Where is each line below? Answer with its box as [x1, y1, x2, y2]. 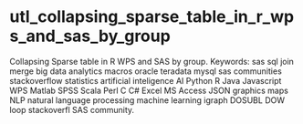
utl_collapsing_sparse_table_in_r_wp [9, 6, 295, 27]
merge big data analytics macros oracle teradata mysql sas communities [9, 66, 283, 77]
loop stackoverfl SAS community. [9, 104, 135, 115]
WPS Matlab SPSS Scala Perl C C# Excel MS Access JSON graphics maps [9, 85, 289, 96]
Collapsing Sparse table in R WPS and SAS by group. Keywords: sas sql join [9, 56, 295, 67]
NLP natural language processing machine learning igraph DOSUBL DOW [9, 94, 286, 106]
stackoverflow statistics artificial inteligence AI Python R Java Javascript [9, 75, 282, 86]
